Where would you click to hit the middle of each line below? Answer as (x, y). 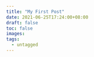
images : (16, 34)
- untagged (25, 45)
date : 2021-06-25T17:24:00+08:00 (47, 17)
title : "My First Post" (35, 12)
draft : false (22, 23)
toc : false (20, 28)
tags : (13, 39)
